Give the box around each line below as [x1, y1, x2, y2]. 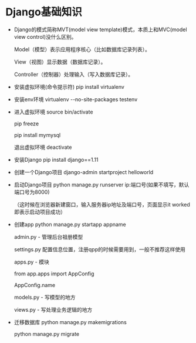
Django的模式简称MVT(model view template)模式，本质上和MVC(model [13, 26, 187, 33]
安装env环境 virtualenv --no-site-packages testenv [13, 95, 138, 103]
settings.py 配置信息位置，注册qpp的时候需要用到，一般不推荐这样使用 [13, 245, 185, 253]
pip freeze [13, 120, 39, 127]
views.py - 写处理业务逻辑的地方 [13, 306, 93, 313]
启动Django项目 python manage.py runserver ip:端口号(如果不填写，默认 [13, 181, 190, 188]
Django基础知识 [5, 5, 83, 19]
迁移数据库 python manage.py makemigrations [13, 318, 127, 325]
